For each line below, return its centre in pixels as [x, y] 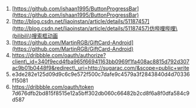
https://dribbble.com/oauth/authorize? [59, 55]
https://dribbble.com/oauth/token [53, 87]
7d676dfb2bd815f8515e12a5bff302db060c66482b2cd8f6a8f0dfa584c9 [100, 93]
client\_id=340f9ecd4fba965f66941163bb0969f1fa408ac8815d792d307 [100, 61]
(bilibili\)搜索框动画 [35, 36]
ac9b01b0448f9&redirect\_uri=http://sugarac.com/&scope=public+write [100, 68]
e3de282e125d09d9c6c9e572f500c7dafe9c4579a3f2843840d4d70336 [101, 74]
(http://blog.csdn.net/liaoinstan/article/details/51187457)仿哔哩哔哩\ [94, 28]
